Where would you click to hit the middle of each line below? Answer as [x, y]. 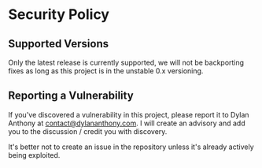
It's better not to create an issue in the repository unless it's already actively [131, 147]
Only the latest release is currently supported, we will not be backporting [126, 62]
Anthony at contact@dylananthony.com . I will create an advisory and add [127, 123]
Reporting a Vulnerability [71, 96]
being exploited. [34, 155]
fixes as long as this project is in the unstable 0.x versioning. [106, 71]
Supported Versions [58, 44]
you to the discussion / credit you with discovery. [88, 131]
